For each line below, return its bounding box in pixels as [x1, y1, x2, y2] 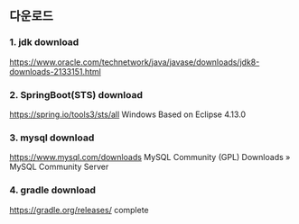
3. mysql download [9, 131, 95, 144]
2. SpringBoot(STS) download [9, 88, 143, 101]
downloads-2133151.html [9, 66, 101, 76]
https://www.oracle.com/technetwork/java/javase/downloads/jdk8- [9, 57, 260, 67]
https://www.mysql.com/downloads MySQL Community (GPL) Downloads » [9, 152, 291, 163]
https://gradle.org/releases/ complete [9, 204, 149, 215]
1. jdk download [9, 36, 79, 49]
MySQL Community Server [9, 161, 109, 173]
